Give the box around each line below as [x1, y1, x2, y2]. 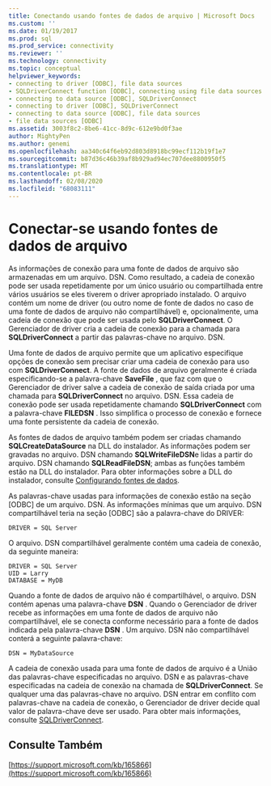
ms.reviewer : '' [8, 49, 63, 57]
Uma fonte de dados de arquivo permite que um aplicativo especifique [8, 348, 243, 357]
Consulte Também [8, 738, 104, 752]
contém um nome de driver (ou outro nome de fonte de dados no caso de [8, 298, 254, 307]
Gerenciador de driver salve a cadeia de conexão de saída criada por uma [8, 382, 255, 392]
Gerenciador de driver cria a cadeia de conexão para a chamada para [8, 323, 240, 333]
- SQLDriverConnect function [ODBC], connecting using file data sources [8, 87, 263, 95]
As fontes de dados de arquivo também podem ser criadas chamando [8, 432, 241, 442]
